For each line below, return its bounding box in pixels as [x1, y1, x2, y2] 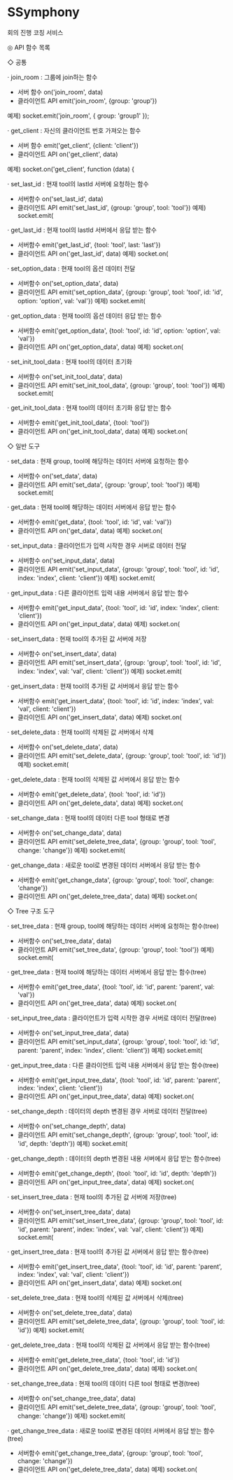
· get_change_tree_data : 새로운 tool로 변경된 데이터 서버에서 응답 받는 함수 [7, 1426, 216, 1434]
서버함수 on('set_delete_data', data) [17, 742, 119, 751]
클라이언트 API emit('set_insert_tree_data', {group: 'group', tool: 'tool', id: [17, 1216, 224, 1224]
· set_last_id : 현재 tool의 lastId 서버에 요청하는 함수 [7, 179, 149, 188]
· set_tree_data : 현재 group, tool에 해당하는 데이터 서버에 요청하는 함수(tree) [7, 922, 219, 930]
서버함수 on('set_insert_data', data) [17, 649, 117, 658]
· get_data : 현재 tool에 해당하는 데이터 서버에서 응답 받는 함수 [7, 502, 177, 511]
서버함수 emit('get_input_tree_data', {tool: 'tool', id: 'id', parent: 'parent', [17, 1076, 220, 1084]
